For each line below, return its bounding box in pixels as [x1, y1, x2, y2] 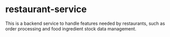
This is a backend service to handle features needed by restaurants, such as [5, 20, 165, 26]
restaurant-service [5, 4, 87, 15]
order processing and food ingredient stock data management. [5, 25, 137, 31]
